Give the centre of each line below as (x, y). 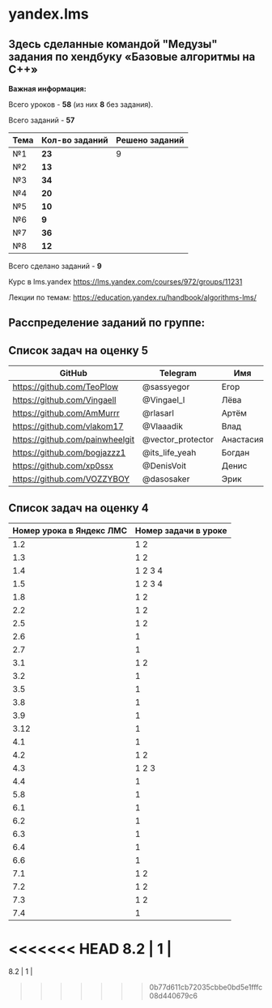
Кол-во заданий (75, 140)
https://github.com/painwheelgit (74, 440)
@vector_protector (178, 440)
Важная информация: (47, 89)
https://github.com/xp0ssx (63, 466)
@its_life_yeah (169, 453)
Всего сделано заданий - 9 (55, 266)
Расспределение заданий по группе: (107, 323)
